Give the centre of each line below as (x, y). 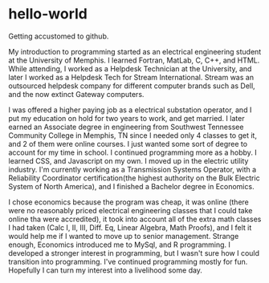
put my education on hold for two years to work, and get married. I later (126, 118)
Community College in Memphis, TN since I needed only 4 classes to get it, (132, 135)
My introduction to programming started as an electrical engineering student (135, 51)
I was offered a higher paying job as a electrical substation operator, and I (130, 110)
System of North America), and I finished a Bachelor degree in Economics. (131, 186)
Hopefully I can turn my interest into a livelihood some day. (106, 270)
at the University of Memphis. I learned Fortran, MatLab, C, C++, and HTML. (134, 60)
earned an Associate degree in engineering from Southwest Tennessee (126, 127)
